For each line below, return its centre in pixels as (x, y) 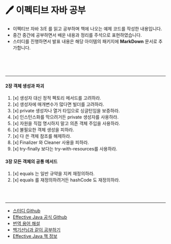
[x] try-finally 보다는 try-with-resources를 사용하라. (65, 149)
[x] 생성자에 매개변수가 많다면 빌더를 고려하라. (58, 104)
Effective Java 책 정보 (35, 236)
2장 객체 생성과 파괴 (25, 86)
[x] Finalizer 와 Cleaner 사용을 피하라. (51, 142)
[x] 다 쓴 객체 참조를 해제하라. (42, 136)
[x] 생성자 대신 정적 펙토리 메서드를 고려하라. (57, 98)
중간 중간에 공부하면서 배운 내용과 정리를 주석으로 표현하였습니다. (77, 35)
